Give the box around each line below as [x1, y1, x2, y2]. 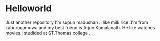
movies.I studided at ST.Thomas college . [5, 30, 91, 36]
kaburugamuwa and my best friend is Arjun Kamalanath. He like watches [5, 24, 155, 30]
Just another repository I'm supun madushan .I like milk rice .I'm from [5, 19, 149, 25]
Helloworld [5, 3, 52, 14]
